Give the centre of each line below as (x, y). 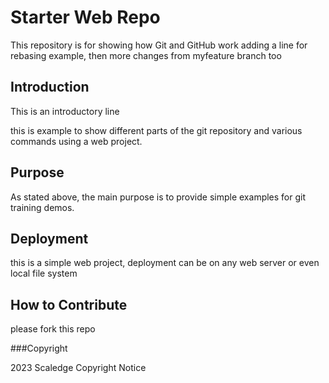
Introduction (50, 87)
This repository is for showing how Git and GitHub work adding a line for (159, 45)
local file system (44, 273)
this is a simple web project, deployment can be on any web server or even (165, 263)
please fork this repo (53, 329)
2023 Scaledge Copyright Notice (78, 368)
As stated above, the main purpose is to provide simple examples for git (158, 197)
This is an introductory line (65, 111)
